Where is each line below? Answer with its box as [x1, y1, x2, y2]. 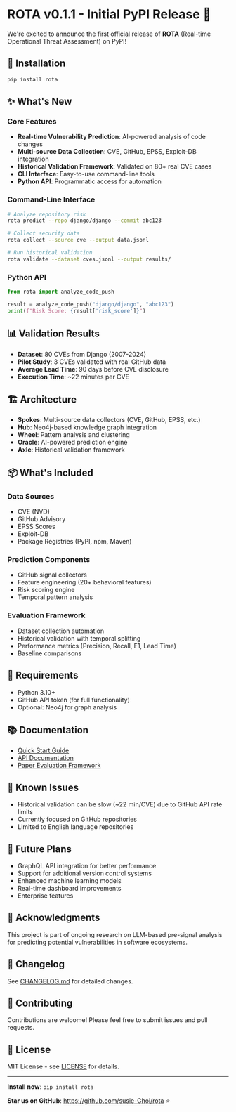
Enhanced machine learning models [17, 876, 122, 884]
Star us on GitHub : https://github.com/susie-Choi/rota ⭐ [7, 1097, 171, 1105]
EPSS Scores [17, 523, 56, 531]
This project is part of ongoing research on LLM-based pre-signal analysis [7, 930, 223, 938]
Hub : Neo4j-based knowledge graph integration [17, 423, 157, 431]
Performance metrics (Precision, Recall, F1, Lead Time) [17, 641, 177, 650]
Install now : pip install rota [7, 1082, 94, 1091]
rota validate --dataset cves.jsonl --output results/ [7, 256, 171, 263]
